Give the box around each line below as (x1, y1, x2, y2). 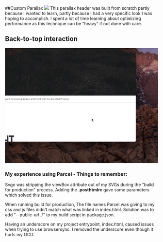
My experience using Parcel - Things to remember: (5, 170, 128, 177)
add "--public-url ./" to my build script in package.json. (5, 212, 115, 218)
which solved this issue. (5, 192, 53, 198)
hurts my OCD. (5, 232, 35, 238)
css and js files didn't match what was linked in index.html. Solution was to (5, 207, 154, 213)
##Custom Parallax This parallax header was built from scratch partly (5, 5, 150, 11)
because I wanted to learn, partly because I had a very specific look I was (5, 10, 152, 16)
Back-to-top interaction (5, 35, 78, 43)
